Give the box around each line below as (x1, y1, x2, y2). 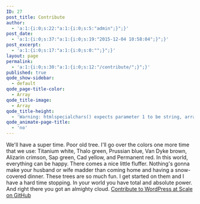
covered (6, 173, 27, 180)
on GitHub (6, 192, 32, 199)
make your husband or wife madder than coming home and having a (6, 167, 174, 173)
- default (11, 81, 36, 87)
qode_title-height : (6, 108, 55, 114)
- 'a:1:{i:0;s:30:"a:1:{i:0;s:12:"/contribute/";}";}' (11, 64, 151, 70)
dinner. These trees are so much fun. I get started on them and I (27, 173, 185, 180)
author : (6, 20, 26, 26)
